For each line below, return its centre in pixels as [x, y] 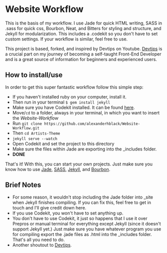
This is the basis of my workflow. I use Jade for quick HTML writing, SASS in [84, 23]
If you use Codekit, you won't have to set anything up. [68, 213]
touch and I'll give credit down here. [49, 207]
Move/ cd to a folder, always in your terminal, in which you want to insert [86, 112]
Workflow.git [26, 128]
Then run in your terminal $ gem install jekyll [61, 102]
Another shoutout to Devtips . [42, 245]
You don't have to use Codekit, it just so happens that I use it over [80, 218]
